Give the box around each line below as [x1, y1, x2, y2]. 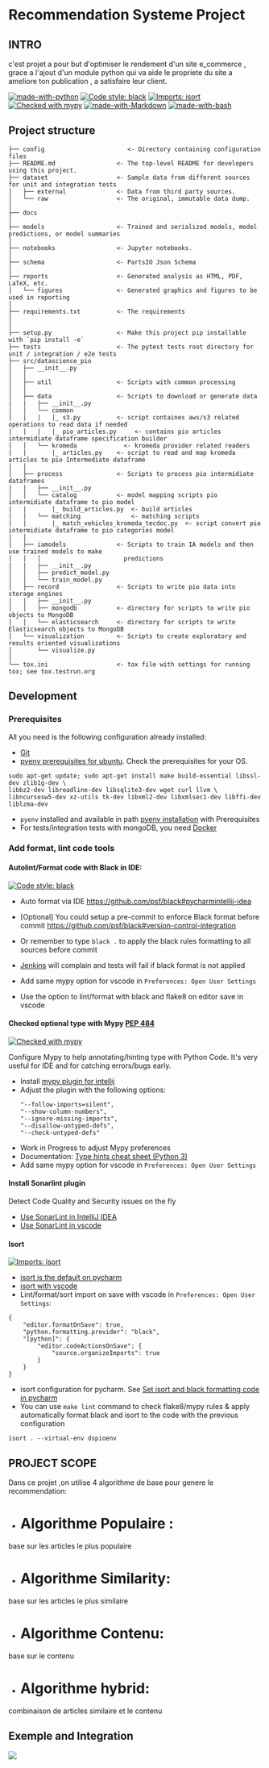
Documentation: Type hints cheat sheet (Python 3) [19, 1151, 188, 1161]
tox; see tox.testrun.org [8, 667, 95, 675]
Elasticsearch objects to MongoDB [8, 625, 125, 633]
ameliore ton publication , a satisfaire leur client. [8, 77, 168, 85]
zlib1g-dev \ [23, 778, 67, 787]
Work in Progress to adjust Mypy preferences [19, 1143, 172, 1153]
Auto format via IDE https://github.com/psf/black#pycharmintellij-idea [19, 896, 252, 906]
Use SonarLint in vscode [19, 1220, 102, 1231]
